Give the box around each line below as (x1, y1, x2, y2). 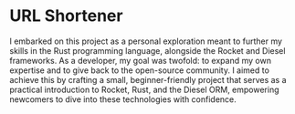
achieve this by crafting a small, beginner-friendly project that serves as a (9, 74, 287, 85)
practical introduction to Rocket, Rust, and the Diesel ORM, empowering (9, 84, 280, 95)
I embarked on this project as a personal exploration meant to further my (9, 36, 283, 47)
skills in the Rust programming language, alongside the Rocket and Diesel (9, 45, 286, 56)
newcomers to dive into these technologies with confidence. (9, 93, 237, 105)
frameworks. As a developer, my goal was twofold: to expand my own (9, 55, 272, 66)
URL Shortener (9, 5, 123, 26)
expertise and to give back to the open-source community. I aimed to (9, 65, 269, 76)
